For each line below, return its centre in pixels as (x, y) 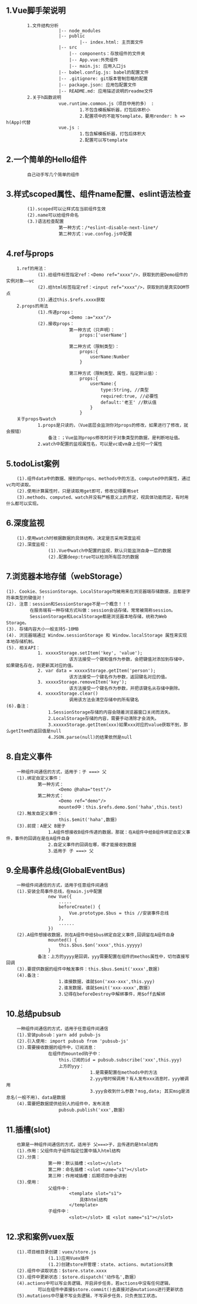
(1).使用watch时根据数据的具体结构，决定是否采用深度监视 (79, 538)
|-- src (68, 47)
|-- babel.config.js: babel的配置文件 (103, 72)
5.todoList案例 (33, 464)
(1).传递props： (56, 313)
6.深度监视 (26, 523)
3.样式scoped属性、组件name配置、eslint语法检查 (98, 194)
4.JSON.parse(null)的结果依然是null (90, 737)
